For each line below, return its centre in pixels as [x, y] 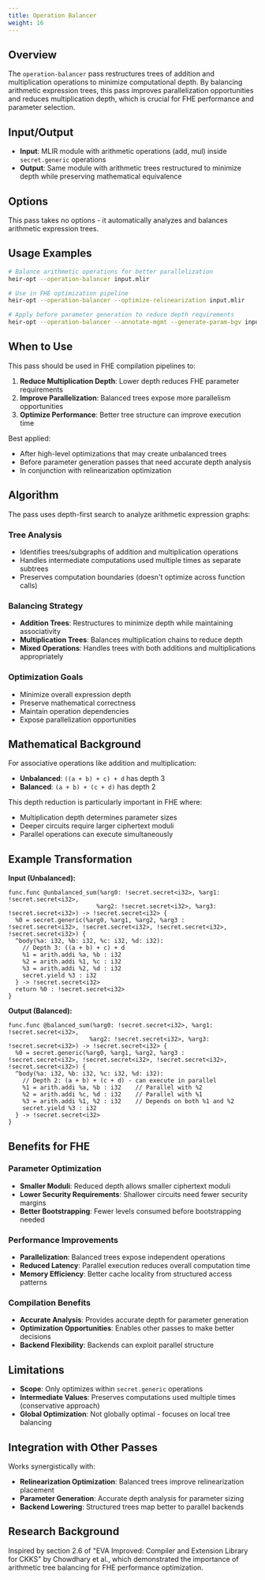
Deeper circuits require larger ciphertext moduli [97, 826]
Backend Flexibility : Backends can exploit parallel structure [117, 1345]
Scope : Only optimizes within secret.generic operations [111, 1389]
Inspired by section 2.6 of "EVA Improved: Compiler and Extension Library [128, 1550]
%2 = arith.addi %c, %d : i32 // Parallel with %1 [112, 1094]
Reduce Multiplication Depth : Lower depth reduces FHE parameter [129, 381]
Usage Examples [50, 253]
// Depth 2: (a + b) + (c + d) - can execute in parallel [119, 1081]
